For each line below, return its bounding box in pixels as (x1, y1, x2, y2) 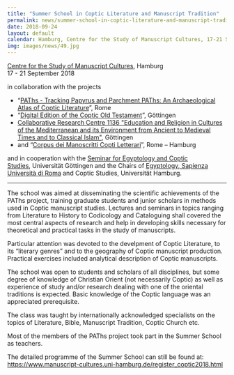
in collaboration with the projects (7, 83, 102, 91)
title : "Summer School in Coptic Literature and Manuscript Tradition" (7, 10, 219, 17)
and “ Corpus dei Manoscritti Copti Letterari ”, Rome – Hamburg (17, 141, 196, 148)
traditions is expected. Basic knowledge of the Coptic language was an (7, 290, 211, 298)
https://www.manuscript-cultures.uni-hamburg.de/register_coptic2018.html (7, 360, 224, 368)
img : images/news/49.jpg (7, 43, 79, 49)
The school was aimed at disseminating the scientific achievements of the (7, 189, 219, 197)
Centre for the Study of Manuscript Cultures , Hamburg (7, 62, 164, 70)
